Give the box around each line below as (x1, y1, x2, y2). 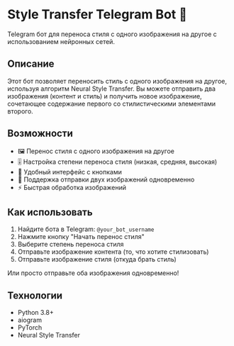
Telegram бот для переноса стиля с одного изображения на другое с (7, 30, 218, 38)
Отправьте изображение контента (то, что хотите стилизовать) (17, 247, 209, 256)
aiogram (17, 316, 43, 325)
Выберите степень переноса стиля (17, 240, 124, 249)
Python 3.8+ (17, 308, 55, 317)
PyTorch (17, 323, 43, 332)
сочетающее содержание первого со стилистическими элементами (7, 99, 216, 108)
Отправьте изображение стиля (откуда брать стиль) (17, 255, 177, 264)
